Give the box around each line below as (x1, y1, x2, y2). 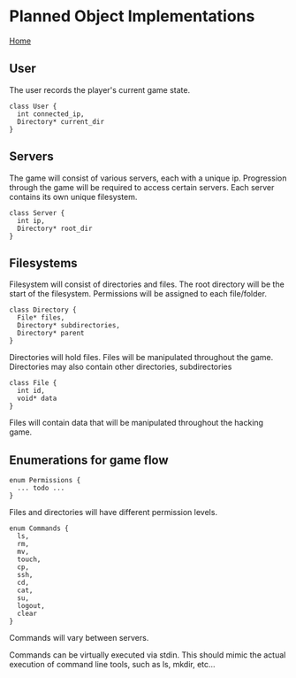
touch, (17, 555, 42, 564)
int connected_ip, (17, 109, 86, 119)
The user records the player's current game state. (9, 84, 191, 95)
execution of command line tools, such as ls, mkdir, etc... (9, 659, 216, 670)
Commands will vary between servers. (9, 633, 149, 643)
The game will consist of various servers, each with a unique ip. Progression (9, 173, 287, 183)
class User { (9, 102, 57, 111)
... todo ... (17, 484, 65, 493)
